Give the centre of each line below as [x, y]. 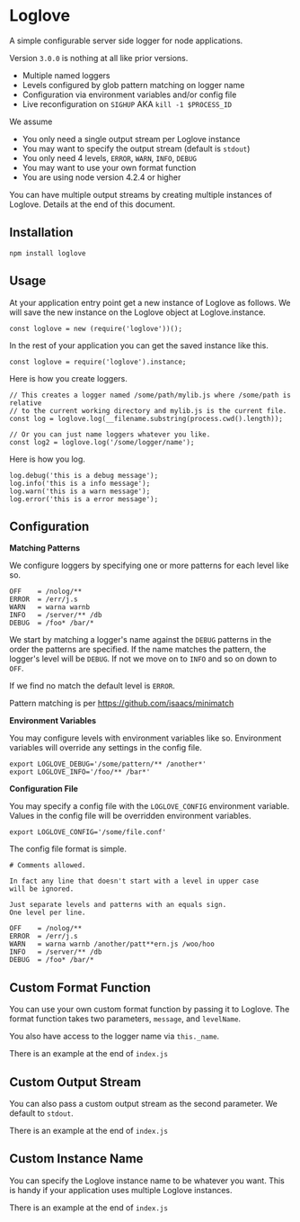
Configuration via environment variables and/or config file [129, 94]
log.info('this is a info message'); [80, 483]
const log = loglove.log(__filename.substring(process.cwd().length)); [146, 418]
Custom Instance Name [76, 1159]
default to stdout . [41, 1113]
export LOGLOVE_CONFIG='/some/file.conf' [88, 832]
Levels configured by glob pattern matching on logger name [133, 85]
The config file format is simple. [68, 849]
